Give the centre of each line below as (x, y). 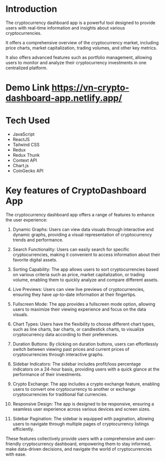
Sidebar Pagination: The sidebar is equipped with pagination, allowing (83, 418)
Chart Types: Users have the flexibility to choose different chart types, (84, 324)
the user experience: (27, 220)
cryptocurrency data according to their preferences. (65, 334)
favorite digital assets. (35, 260)
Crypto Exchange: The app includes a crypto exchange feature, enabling (86, 384)
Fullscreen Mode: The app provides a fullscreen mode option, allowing (84, 304)
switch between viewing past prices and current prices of (71, 349)
